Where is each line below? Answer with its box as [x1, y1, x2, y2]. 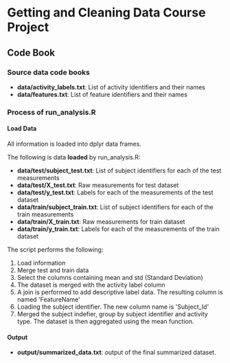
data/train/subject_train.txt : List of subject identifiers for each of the [16, 203, 214, 211]
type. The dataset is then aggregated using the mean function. [16, 318, 194, 325]
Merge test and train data [16, 266, 89, 274]
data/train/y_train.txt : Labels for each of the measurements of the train [16, 225, 220, 233]
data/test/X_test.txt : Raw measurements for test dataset [16, 181, 179, 189]
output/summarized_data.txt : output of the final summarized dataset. [16, 349, 216, 357]
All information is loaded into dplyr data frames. [7, 140, 142, 148]
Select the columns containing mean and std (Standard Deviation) [16, 274, 204, 281]
